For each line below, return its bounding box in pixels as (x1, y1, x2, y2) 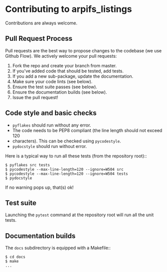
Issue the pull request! (12, 94, 58, 100)
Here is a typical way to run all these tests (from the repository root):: (5, 153, 147, 159)
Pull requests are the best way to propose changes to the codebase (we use (5, 47, 162, 53)
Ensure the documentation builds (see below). (12, 89, 107, 95)
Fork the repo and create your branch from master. (12, 62, 117, 68)
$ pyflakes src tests (5, 162, 50, 167)
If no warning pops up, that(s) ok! (5, 184, 74, 190)
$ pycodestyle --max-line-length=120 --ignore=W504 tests (5, 171, 128, 176)
